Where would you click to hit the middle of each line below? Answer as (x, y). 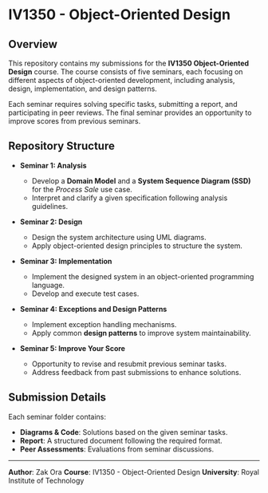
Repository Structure (62, 146)
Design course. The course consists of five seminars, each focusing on (126, 72)
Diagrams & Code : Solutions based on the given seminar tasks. (124, 432)
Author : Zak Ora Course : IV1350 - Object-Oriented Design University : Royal (134, 471)
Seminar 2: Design (51, 222)
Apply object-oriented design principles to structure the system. (137, 246)
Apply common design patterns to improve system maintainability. (141, 333)
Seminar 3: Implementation (66, 261)
